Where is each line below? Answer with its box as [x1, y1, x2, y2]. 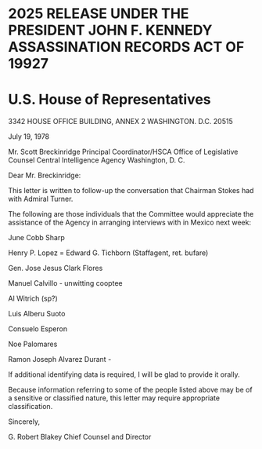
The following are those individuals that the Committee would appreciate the [8, 210, 254, 219]
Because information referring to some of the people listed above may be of [8, 385, 253, 395]
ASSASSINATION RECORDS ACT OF [8, 38, 245, 56]
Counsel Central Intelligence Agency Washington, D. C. [8, 155, 185, 165]
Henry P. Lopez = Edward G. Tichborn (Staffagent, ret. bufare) [8, 248, 209, 257]
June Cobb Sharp [8, 233, 65, 243]
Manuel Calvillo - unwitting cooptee [8, 279, 123, 288]
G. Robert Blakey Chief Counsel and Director [8, 433, 152, 442]
